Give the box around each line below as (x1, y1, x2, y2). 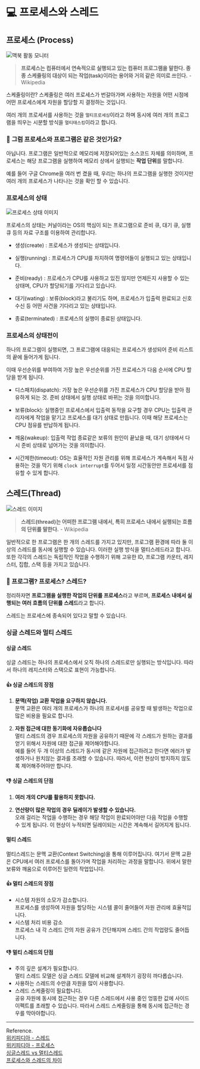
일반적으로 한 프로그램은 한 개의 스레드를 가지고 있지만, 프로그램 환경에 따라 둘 (6, 538, 187, 545)
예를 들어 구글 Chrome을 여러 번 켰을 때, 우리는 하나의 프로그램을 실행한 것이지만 (6, 170, 193, 177)
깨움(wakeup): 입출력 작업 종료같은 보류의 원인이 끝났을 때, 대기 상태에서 (14, 434, 184, 441)
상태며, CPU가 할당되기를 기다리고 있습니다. (14, 282, 117, 289)
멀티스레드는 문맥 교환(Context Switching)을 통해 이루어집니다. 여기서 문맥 (6, 850, 180, 857)
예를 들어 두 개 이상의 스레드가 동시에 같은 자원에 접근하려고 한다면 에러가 (14, 747, 185, 755)
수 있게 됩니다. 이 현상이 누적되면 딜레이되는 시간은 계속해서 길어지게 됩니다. (14, 821, 192, 828)
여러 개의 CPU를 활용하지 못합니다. (14, 793, 95, 801)
